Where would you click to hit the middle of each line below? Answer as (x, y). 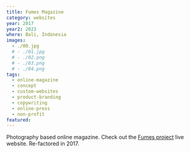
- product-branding (37, 97)
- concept (24, 86)
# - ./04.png (28, 69)
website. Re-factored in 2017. (43, 143)
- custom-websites (35, 92)
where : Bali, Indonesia (37, 35)
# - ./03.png (28, 63)
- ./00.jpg (26, 46)
